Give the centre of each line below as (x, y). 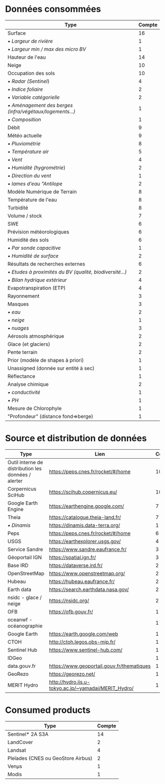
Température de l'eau (32, 199)
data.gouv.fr (22, 666)
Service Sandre (25, 549)
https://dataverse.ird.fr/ (76, 565)
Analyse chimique (28, 384)
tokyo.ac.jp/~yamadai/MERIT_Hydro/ (91, 688)
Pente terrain (23, 352)
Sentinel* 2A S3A (28, 734)
